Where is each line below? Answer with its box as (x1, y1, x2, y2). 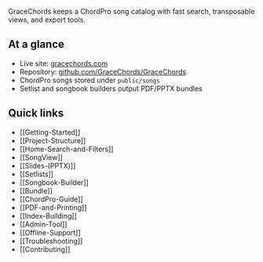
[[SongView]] (19, 153, 63, 162)
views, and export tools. (8, 15, 86, 24)
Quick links (8, 106, 64, 120)
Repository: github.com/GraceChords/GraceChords (19, 67, 187, 76)
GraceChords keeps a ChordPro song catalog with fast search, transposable (8, 7, 255, 16)
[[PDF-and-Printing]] (19, 202, 87, 212)
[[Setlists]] (19, 169, 53, 179)
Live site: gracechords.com (19, 58, 108, 68)
